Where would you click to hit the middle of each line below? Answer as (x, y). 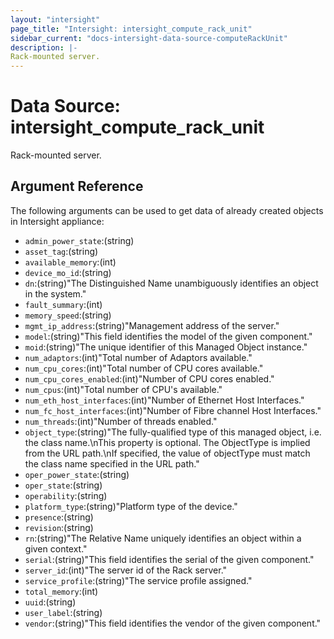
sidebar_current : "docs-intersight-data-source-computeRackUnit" (149, 38)
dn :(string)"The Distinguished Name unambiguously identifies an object (171, 283)
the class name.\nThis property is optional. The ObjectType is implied (167, 442)
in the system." (55, 293)
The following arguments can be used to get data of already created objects (167, 210)
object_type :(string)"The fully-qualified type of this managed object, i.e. (173, 432)
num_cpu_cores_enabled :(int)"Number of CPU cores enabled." (149, 378)
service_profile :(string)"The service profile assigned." (138, 580)
